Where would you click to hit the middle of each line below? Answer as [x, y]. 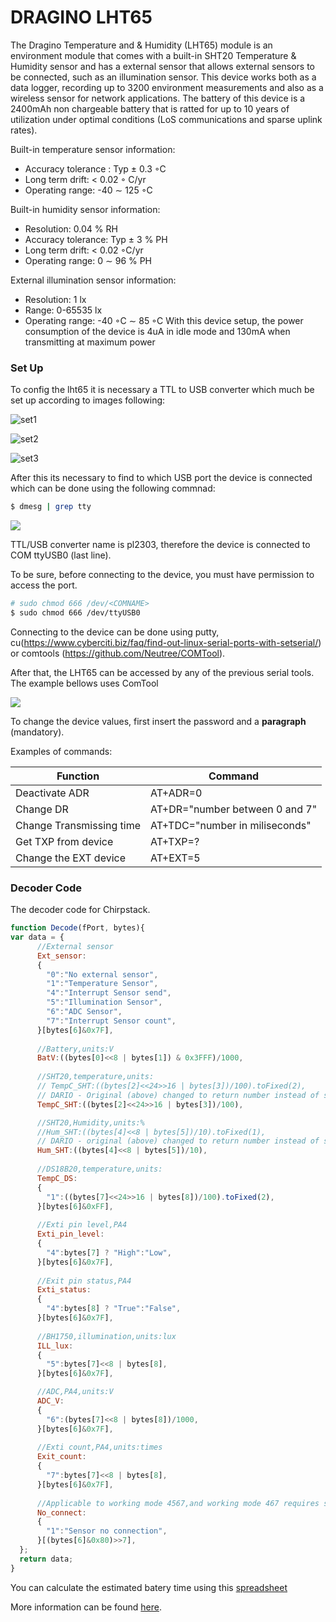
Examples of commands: [61, 751]
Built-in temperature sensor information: [93, 149]
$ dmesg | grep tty [51, 507]
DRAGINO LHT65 [81, 17]
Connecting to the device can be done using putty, [115, 632]
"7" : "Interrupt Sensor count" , [111, 1021]
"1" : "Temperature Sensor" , [102, 984]
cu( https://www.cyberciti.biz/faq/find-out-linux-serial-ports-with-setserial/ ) [166, 642]
